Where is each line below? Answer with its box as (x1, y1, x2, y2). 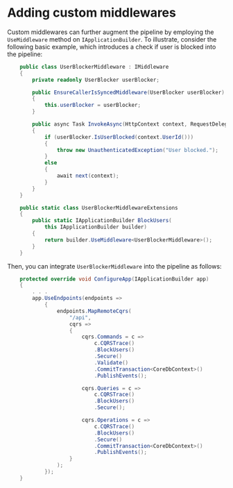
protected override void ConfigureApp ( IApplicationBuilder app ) (19, 276, 209, 283)
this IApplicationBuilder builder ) (44, 224, 148, 230)
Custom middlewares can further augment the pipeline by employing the (7, 28, 214, 36)
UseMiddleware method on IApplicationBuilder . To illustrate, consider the (7, 35, 217, 43)
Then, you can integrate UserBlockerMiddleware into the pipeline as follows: (7, 262, 222, 270)
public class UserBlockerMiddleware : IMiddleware (19, 63, 169, 70)
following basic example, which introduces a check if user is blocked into (7, 42, 216, 51)
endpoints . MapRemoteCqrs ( (56, 308, 132, 314)
